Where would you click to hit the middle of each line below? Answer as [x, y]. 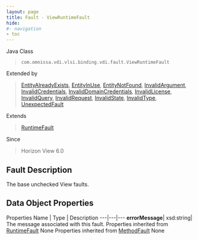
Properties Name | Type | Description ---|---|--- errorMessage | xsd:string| [99, 218]
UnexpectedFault [42, 104]
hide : [13, 23]
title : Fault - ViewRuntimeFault [48, 17]
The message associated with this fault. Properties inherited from [87, 224]
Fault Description [39, 170]
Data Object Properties [50, 203]
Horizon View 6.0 [42, 151]
